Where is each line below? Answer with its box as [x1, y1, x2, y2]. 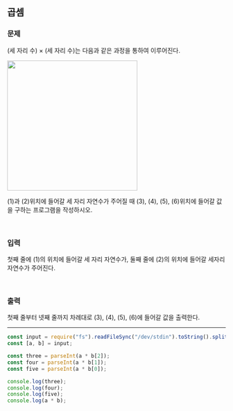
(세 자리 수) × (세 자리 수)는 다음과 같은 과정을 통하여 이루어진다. [7, 46, 181, 54]
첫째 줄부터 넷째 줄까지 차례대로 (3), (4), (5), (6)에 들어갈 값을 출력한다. [7, 313, 200, 322]
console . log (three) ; [7, 378, 67, 385]
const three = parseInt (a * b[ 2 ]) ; [7, 353, 110, 360]
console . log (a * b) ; [7, 397, 67, 404]
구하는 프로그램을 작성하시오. [14, 205, 93, 213]
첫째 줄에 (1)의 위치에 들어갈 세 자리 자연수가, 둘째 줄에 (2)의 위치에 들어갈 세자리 [7, 255, 225, 263]
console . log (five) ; [7, 391, 64, 398]
